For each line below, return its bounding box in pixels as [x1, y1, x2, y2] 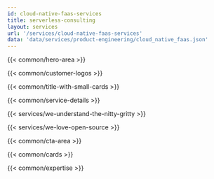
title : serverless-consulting [7, 17, 96, 24]
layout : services [7, 23, 58, 30]
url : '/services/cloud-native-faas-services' [7, 29, 142, 37]
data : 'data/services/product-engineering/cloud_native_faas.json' [7, 36, 209, 43]
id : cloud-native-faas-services [7, 10, 102, 17]
